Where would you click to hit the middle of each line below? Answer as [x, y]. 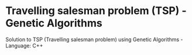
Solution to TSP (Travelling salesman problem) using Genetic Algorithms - [94, 39]
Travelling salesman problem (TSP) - [96, 11]
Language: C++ [24, 46]
